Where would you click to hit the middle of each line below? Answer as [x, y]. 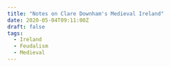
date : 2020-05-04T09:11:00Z [48, 20]
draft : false [26, 27]
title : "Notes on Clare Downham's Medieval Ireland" [86, 14]
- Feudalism [31, 46]
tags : [15, 33]
